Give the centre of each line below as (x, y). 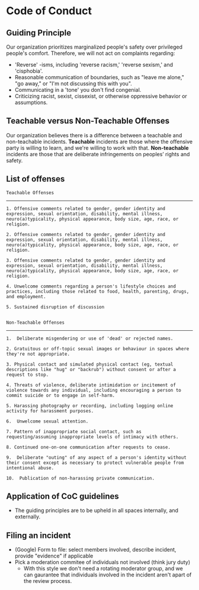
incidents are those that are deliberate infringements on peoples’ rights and (98, 154)
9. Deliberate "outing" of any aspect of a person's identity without (96, 457)
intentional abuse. (30, 468)
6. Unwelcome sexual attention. (47, 421)
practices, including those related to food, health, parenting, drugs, (98, 291)
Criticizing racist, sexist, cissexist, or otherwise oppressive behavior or (101, 96)
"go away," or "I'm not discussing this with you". (73, 83)
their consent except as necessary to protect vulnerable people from (95, 463)
